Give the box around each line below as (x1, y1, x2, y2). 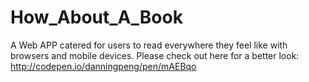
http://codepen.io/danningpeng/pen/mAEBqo (10, 60, 197, 72)
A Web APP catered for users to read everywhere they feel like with (10, 39, 288, 51)
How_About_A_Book (10, 6, 183, 29)
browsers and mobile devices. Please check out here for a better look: (10, 49, 300, 61)
